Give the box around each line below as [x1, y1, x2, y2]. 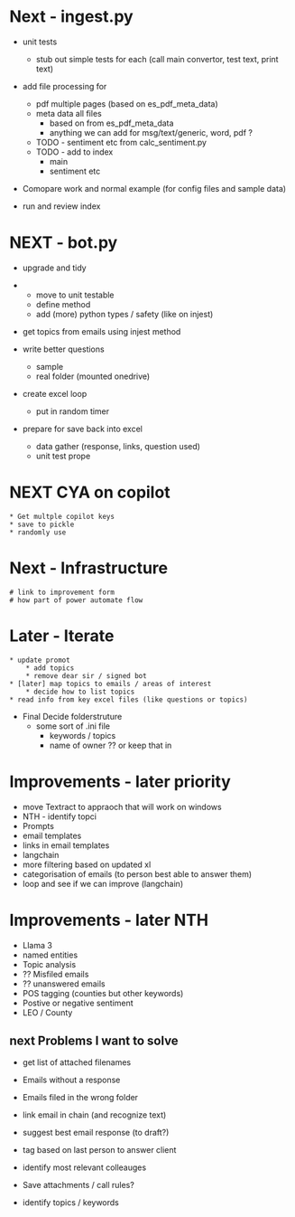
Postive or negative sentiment [22, 997, 134, 1008]
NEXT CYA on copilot [9, 482, 171, 503]
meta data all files [35, 108, 102, 118]
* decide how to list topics [25, 687, 135, 696]
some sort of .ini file [35, 721, 111, 731]
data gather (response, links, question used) [35, 440, 201, 451]
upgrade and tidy [22, 262, 88, 273]
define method [35, 298, 91, 309]
